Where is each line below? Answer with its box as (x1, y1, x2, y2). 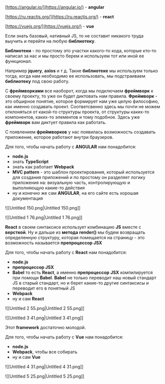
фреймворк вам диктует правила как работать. (5, 120, 107, 125)
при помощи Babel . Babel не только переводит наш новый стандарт (12, 275, 157, 281)
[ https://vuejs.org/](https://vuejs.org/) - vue (5, 23, 94, 29)
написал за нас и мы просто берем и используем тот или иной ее (5, 53, 144, 59)
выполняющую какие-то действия (12, 185, 85, 191)
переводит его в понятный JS (12, 285, 75, 291)
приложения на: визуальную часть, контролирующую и (12, 180, 130, 185)
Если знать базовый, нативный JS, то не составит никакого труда (5, 33, 144, 39)
